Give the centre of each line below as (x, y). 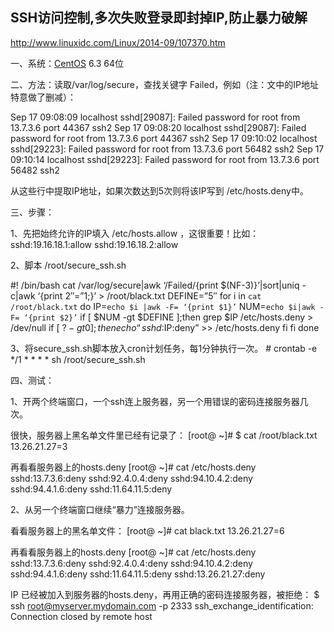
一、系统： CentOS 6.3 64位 (67, 63)
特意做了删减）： (43, 97)
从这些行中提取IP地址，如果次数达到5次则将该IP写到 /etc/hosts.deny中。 (159, 190)
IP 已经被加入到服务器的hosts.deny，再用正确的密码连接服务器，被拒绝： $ (165, 594)
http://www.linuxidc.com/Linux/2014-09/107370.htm (118, 42)
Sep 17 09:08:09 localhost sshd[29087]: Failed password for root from (155, 117)
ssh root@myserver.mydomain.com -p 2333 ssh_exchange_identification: (162, 605)
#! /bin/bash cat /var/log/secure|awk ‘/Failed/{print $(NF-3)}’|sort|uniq (155, 285)
